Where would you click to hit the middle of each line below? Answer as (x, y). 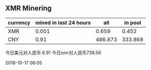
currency (19, 22)
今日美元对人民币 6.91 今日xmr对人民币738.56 (53, 52)
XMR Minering (28, 8)
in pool (133, 22)
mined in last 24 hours (63, 22)
